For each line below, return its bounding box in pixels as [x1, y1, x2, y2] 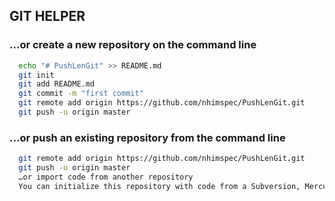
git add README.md [18, 79, 96, 89]
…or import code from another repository [18, 172, 194, 182]
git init [18, 70, 55, 80]
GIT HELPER [9, 8, 86, 25]
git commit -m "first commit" [18, 89, 144, 99]
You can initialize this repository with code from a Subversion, [18, 181, 301, 191]
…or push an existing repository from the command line [9, 130, 286, 144]
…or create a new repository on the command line [9, 38, 257, 52]
